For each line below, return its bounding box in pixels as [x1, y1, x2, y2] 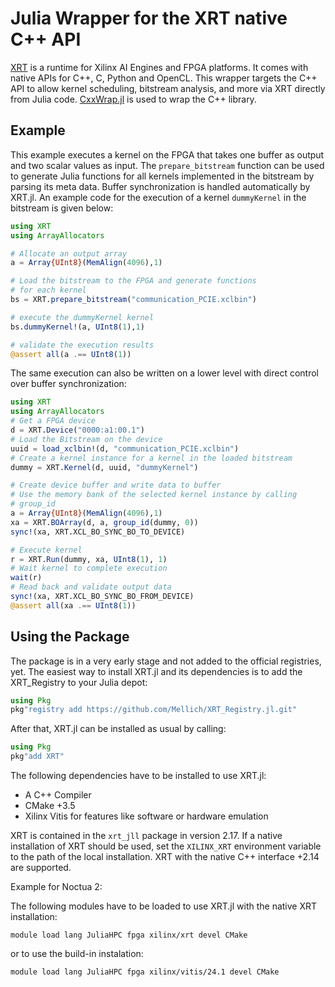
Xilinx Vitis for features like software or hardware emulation [24, 810, 269, 822]
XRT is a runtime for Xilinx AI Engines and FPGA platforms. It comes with [10, 61, 309, 73]
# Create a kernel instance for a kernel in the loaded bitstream [10, 453, 293, 463]
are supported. [10, 862, 72, 874]
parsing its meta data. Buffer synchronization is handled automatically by [10, 180, 311, 192]
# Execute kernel [10, 545, 83, 555]
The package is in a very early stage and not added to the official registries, [10, 655, 322, 667]
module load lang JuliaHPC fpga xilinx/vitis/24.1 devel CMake [10, 967, 280, 977]
